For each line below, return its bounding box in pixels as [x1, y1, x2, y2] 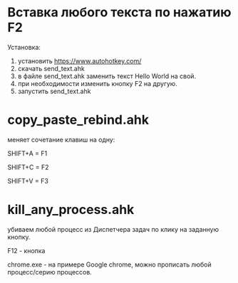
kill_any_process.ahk [7, 202, 135, 218]
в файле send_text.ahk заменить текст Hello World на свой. [17, 72, 197, 80]
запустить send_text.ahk [17, 87, 91, 95]
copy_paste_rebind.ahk [7, 112, 150, 128]
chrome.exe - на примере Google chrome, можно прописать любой [7, 260, 212, 269]
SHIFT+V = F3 [7, 176, 48, 185]
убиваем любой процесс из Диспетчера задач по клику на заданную [7, 225, 219, 233]
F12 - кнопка [7, 246, 46, 255]
